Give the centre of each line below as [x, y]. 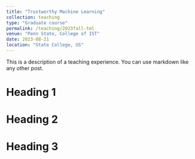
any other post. [25, 68]
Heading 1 [31, 92]
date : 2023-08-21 [28, 39]
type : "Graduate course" [37, 23]
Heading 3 [32, 147]
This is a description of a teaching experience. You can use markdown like [97, 62]
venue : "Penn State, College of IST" [53, 34]
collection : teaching [33, 17]
